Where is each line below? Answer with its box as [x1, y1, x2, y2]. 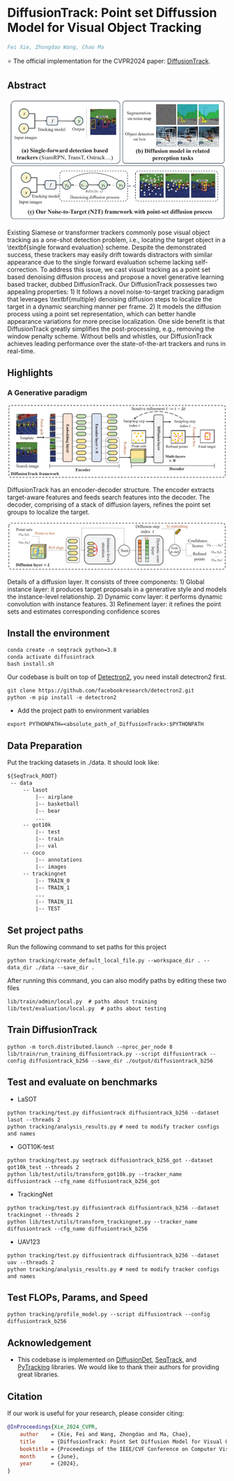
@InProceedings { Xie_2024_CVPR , [7, 1424, 98, 1431]
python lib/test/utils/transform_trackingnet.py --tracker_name [7, 1218, 198, 1226]
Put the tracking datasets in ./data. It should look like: [7, 759, 160, 767]
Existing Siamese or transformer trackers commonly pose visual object [7, 228, 210, 237]
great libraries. [17, 1370, 59, 1379]
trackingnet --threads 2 [7, 1211, 79, 1219]
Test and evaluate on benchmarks [7, 1076, 158, 1088]
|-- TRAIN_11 [35, 898, 73, 905]
